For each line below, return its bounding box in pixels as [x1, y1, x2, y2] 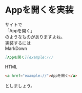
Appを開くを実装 [5, 4, 74, 16]
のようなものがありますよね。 [5, 34, 65, 40]
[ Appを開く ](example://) [5, 55, 54, 60]
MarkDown [5, 45, 27, 51]
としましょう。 [5, 83, 35, 89]
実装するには [5, 40, 31, 46]
